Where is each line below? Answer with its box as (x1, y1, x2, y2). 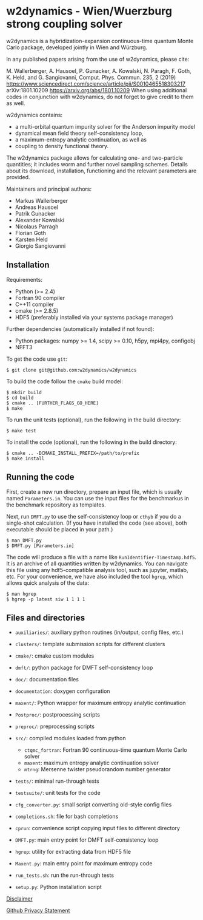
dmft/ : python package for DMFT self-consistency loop (15, 664, 153, 672)
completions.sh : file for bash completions (15, 813, 119, 820)
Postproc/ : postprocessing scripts (15, 711, 100, 718)
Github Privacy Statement (6, 907, 70, 915)
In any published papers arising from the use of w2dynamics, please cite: (6, 55, 190, 63)
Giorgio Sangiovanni (15, 242, 66, 250)
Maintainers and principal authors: (6, 185, 92, 193)
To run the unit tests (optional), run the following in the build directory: (6, 416, 181, 423)
